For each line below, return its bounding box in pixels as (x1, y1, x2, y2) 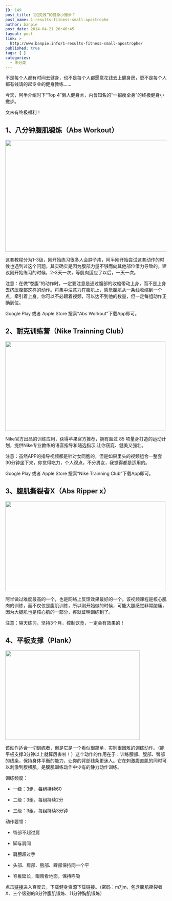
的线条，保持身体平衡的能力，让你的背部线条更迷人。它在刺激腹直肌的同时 (5, 757, 162, 764)
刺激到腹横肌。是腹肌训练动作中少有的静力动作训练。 (9, 764, 122, 770)
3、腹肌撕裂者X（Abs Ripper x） (5, 487, 110, 495)
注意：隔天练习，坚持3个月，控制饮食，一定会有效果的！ (5, 619, 125, 626)
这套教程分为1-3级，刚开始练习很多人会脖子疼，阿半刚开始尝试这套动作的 (5, 257, 160, 263)
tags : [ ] (5, 50, 27, 55)
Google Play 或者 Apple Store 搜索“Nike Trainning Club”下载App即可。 (5, 470, 154, 476)
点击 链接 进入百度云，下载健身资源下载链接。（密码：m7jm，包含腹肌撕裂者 (5, 884, 163, 890)
